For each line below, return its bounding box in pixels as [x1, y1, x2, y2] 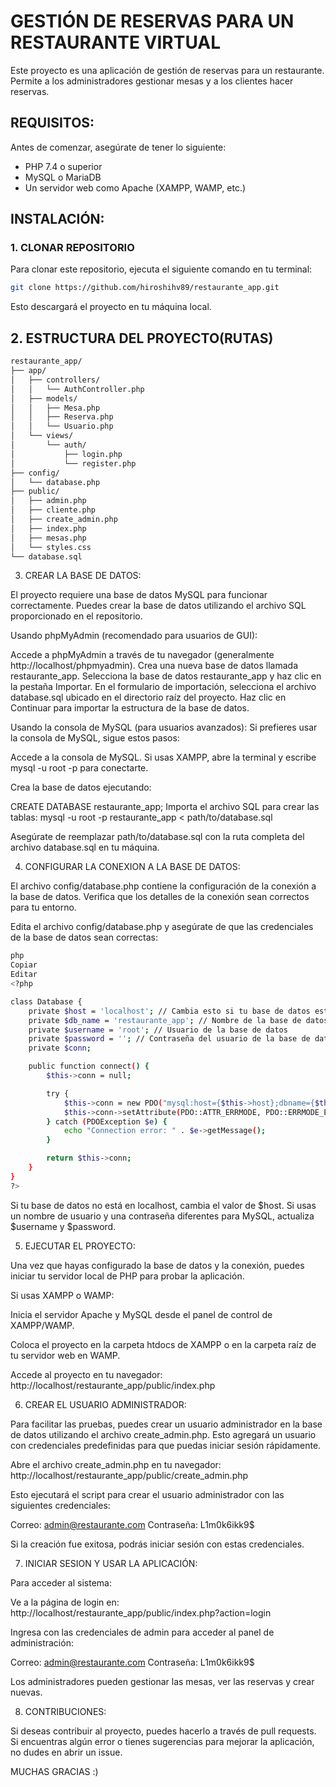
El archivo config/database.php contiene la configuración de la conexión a [10, 880, 317, 892]
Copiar [10, 960, 38, 970]
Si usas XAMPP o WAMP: [10, 1289, 115, 1301]
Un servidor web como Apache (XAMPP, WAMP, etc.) [24, 181, 247, 194]
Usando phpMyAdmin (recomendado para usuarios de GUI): [10, 630, 258, 642]
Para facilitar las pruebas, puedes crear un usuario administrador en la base [10, 1418, 323, 1430]
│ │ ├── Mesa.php [10, 403, 101, 413]
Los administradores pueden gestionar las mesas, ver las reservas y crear [10, 1675, 315, 1687]
